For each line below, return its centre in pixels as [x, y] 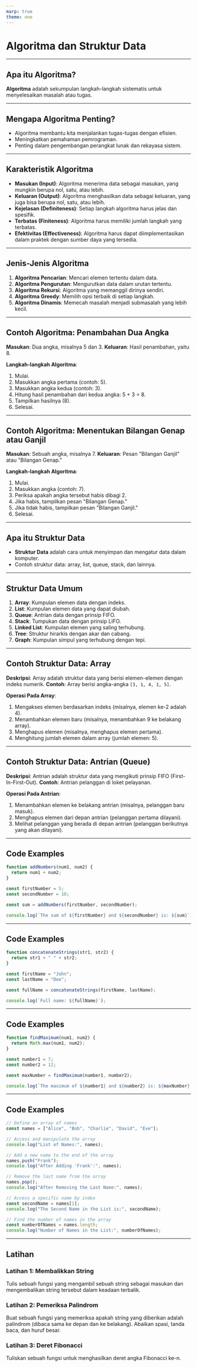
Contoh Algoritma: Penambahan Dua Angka [87, 333]
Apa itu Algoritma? [41, 75]
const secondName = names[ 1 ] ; [43, 1204]
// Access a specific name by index [51, 1198]
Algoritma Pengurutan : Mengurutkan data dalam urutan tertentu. [94, 284]
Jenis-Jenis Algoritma [47, 263]
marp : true [19, 11]
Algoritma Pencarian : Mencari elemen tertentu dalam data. [86, 277]
